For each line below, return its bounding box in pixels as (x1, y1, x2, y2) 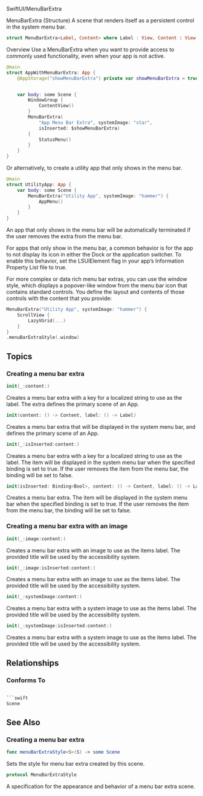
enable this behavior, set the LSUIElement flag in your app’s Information (6, 257, 184, 264)
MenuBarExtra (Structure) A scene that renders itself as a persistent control (6, 17, 195, 24)
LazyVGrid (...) (28, 318, 66, 324)
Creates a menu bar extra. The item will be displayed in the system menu (6, 494, 188, 501)
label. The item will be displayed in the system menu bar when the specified (6, 458, 195, 466)
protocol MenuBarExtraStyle (6, 772, 77, 778)
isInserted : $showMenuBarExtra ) (38, 125, 120, 131)
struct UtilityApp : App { (6, 181, 71, 188)
